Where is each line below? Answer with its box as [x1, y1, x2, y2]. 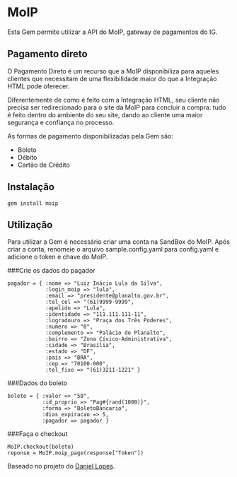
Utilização [7, 218, 53, 230]
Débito [17, 153, 37, 161]
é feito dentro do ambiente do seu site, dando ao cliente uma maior [7, 110, 203, 119]
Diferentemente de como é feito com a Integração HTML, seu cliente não [7, 95, 220, 104]
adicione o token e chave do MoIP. [7, 252, 108, 261]
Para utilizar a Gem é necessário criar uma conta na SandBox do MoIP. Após [7, 237, 230, 246]
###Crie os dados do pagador [7, 266, 96, 275]
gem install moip [7, 199, 59, 207]
